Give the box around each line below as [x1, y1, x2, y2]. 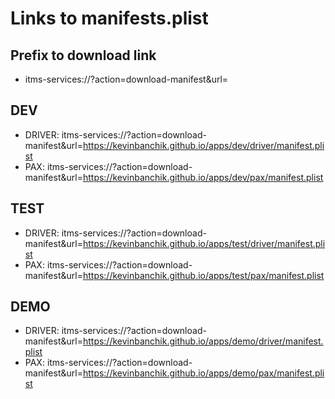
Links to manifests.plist [10, 7, 209, 30]
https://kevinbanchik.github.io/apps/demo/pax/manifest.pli [82, 367, 325, 379]
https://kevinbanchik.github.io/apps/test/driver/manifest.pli [82, 237, 326, 249]
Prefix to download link [10, 47, 157, 64]
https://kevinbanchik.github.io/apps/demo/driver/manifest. [82, 335, 324, 347]
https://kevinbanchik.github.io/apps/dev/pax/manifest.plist [82, 171, 324, 183]
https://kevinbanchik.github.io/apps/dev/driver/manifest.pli [82, 139, 325, 151]
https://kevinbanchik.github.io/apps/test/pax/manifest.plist [82, 269, 325, 281]
